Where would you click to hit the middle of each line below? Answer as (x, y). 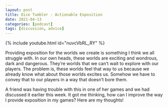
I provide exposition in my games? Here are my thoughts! (64, 100)
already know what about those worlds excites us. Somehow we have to (80, 74)
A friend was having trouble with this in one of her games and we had (77, 89)
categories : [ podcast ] (29, 24)
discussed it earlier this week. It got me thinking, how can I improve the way (84, 95)
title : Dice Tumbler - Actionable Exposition (54, 15)
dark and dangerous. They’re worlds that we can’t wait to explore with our (82, 64)
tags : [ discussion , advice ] (35, 29)
